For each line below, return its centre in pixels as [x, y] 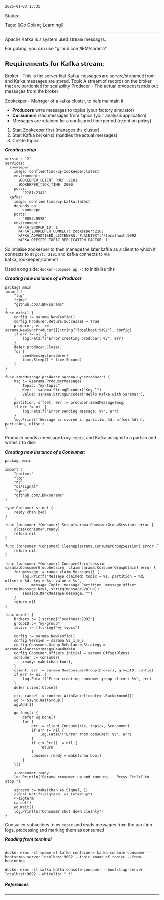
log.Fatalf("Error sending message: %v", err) [71, 411]
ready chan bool [31, 512]
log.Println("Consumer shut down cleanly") [59, 811]
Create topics [26, 140]
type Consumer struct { [29, 508]
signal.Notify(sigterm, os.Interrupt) [53, 794]
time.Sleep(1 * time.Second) [52, 360]
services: [15, 163]
